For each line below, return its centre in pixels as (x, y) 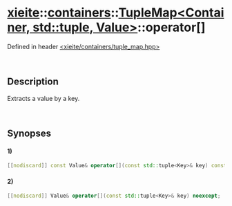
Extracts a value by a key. (43, 98)
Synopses (29, 134)
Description (33, 82)
